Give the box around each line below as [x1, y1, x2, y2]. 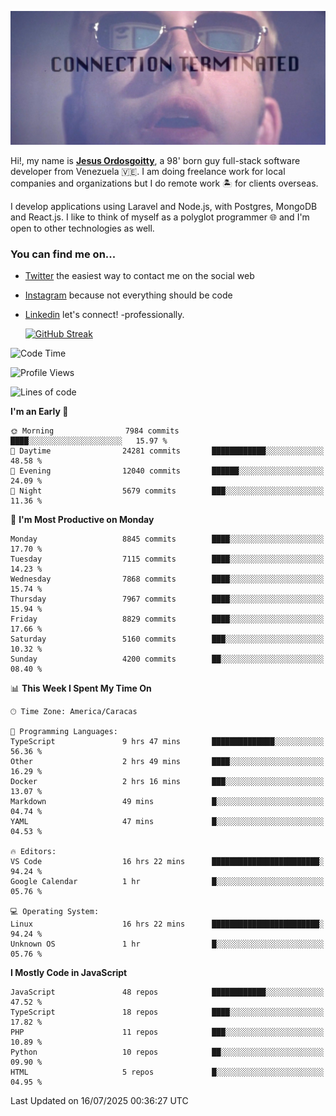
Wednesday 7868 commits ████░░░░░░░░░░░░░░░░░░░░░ [10, 574, 325, 585]
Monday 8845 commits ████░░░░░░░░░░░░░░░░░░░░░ [10, 534, 325, 545]
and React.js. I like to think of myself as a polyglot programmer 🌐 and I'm [10, 211, 310, 223]
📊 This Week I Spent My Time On [10, 682, 152, 695]
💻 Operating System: [10, 907, 100, 917]
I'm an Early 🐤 [10, 406, 69, 418]
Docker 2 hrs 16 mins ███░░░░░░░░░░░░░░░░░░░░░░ [10, 777, 325, 787]
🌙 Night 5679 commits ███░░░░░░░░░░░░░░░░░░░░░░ [10, 486, 325, 496]
